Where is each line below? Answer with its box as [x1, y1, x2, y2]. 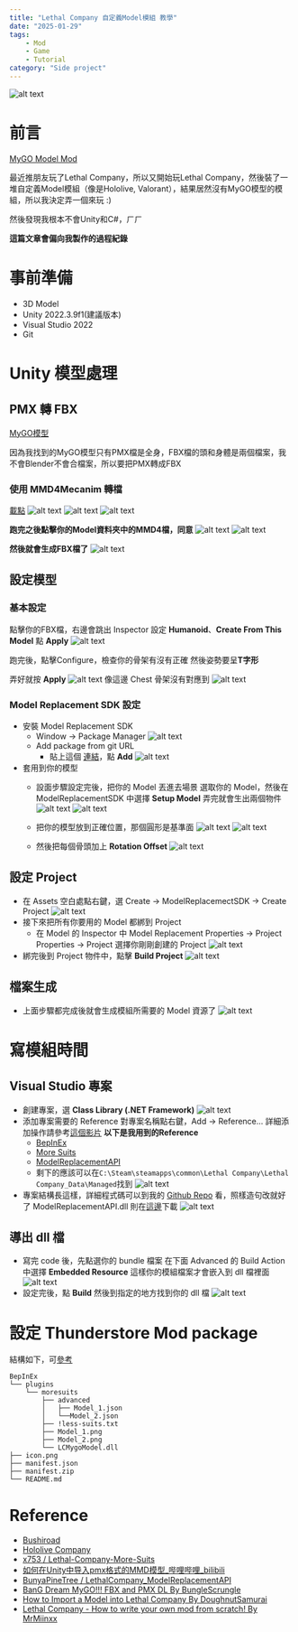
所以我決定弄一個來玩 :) [24, 194, 113, 205]
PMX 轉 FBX [9, 402, 78, 417]
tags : [9, 30, 30, 39]
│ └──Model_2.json [41, 1412, 119, 1421]
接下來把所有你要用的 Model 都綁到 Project [22, 916, 182, 927]
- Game [25, 47, 50, 56]
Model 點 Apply [9, 635, 69, 646]
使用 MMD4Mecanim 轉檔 [9, 482, 123, 495]
